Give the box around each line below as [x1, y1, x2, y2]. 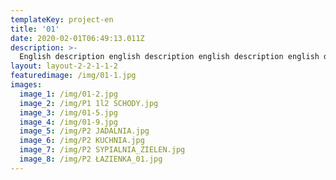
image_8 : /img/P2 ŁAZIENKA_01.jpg [19, 154, 163, 164]
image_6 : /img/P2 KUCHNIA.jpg [19, 136, 145, 146]
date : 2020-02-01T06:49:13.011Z [10, 33, 145, 43]
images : [10, 80, 43, 90]
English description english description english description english [19, 52, 320, 62]
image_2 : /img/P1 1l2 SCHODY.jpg [19, 98, 159, 108]
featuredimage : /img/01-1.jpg [10, 71, 137, 81]
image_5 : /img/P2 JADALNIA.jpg [19, 126, 150, 136]
